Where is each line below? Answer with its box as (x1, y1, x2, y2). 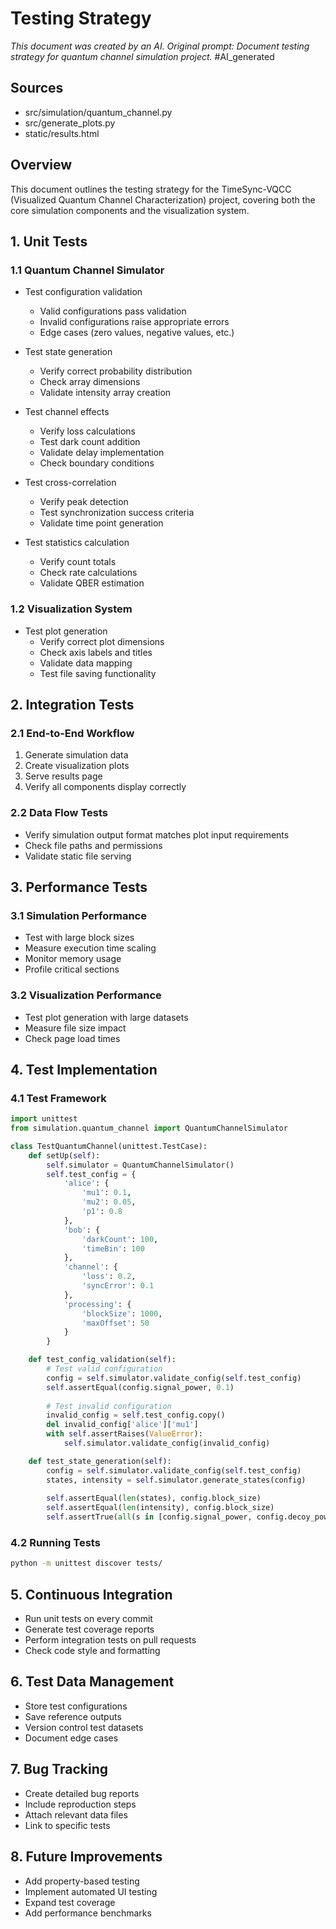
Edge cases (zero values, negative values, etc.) (39, 327, 235, 339)
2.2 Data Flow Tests (10, 806, 108, 820)
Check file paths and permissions (24, 839, 163, 851)
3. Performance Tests (10, 878, 148, 896)
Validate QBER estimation (39, 577, 145, 589)
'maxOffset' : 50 (81, 1318, 150, 1328)
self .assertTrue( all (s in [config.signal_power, (46, 1512, 253, 1522)
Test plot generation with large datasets (24, 1011, 189, 1023)
